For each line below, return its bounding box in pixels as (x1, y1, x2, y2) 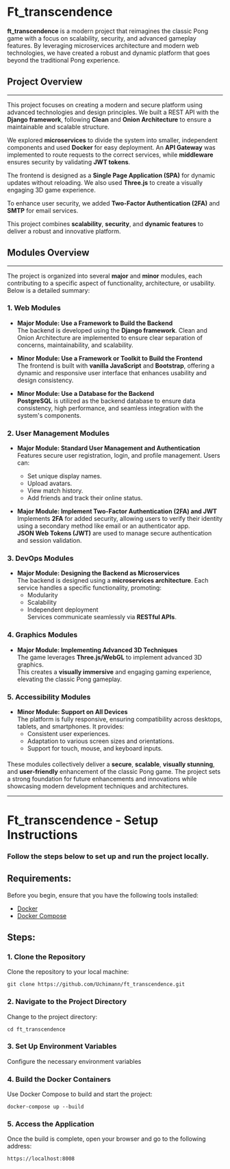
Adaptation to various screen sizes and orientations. (27, 737, 175, 746)
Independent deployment (27, 605, 99, 614)
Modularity (27, 591, 58, 599)
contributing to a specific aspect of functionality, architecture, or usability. (7, 279, 216, 287)
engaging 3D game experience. (7, 186, 96, 194)
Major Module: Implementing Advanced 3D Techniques (16, 645, 178, 654)
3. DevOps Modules (7, 554, 74, 564)
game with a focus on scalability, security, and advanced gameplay (7, 34, 196, 42)
